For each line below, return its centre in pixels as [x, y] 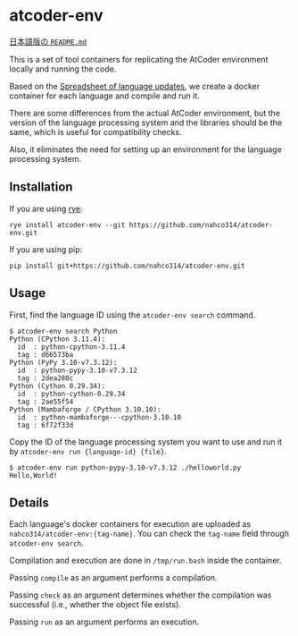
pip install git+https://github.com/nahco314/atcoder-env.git [127, 266]
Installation [41, 187]
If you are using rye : [46, 208]
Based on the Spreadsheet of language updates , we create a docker [135, 86]
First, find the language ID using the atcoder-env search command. [132, 315]
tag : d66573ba [46, 354]
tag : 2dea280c [46, 378]
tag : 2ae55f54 [46, 402]
